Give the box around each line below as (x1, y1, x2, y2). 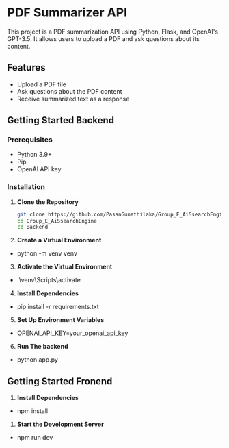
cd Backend (16, 224, 49, 231)
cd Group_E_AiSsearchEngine (16, 217, 97, 224)
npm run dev (16, 434, 53, 442)
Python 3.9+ (16, 151, 53, 159)
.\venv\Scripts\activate (16, 276, 81, 284)
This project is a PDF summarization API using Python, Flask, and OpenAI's (7, 27, 219, 36)
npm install (16, 407, 49, 415)
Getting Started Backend (7, 114, 115, 126)
